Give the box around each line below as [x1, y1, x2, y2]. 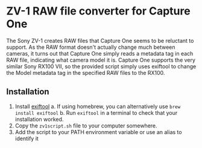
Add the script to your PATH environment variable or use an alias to [14, 128, 182, 135]
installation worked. [14, 115, 64, 123]
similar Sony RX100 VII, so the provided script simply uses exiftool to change [6, 62, 197, 70]
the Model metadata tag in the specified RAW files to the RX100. [6, 69, 165, 76]
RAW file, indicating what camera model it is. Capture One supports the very [6, 56, 196, 63]
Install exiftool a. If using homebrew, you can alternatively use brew [14, 103, 181, 110]
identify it [14, 135, 39, 142]
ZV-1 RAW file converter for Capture [6, 4, 191, 18]
